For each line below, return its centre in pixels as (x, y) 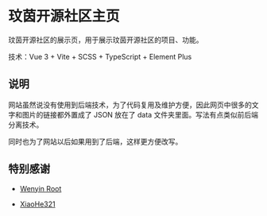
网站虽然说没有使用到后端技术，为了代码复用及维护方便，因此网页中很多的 (130, 105)
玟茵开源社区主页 (64, 16)
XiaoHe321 (37, 204)
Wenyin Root (41, 188)
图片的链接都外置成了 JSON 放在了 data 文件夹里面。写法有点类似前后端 (140, 114)
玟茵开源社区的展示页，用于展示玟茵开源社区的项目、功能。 (106, 40)
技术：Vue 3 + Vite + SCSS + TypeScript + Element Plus (100, 56)
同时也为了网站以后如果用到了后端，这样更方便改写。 (95, 141)
